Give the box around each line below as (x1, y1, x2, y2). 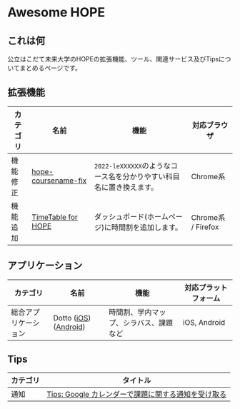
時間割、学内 (108, 307, 152, 317)
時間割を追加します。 (111, 222, 183, 232)
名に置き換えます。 (94, 182, 159, 192)
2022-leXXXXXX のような (94, 161, 171, 171)
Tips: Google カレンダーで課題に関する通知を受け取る (46, 390, 227, 400)
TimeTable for (31, 212, 79, 222)
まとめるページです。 (19, 64, 82, 72)
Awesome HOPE (7, 4, 106, 21)
